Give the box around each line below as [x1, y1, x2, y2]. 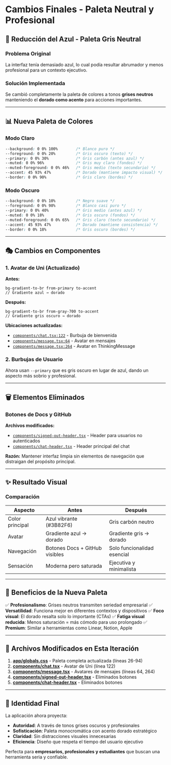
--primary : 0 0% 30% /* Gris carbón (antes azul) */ [5, 156, 145, 161]
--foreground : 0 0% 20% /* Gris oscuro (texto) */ [5, 151, 133, 156]
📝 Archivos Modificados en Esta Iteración [5, 644, 139, 653]
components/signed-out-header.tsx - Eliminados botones [12, 674, 137, 680]
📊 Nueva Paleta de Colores [5, 117, 93, 125]
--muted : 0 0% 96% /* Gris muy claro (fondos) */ [5, 161, 142, 166]
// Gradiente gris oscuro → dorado [5, 314, 81, 319]
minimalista [109, 565, 136, 572]
